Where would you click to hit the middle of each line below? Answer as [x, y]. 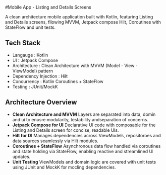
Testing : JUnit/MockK [35, 87]
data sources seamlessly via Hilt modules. [55, 141]
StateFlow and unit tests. [30, 27]
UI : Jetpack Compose [35, 60]
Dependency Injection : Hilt [40, 76]
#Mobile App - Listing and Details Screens [48, 7]
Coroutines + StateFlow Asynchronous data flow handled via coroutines [86, 146]
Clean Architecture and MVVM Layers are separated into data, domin [84, 114]
